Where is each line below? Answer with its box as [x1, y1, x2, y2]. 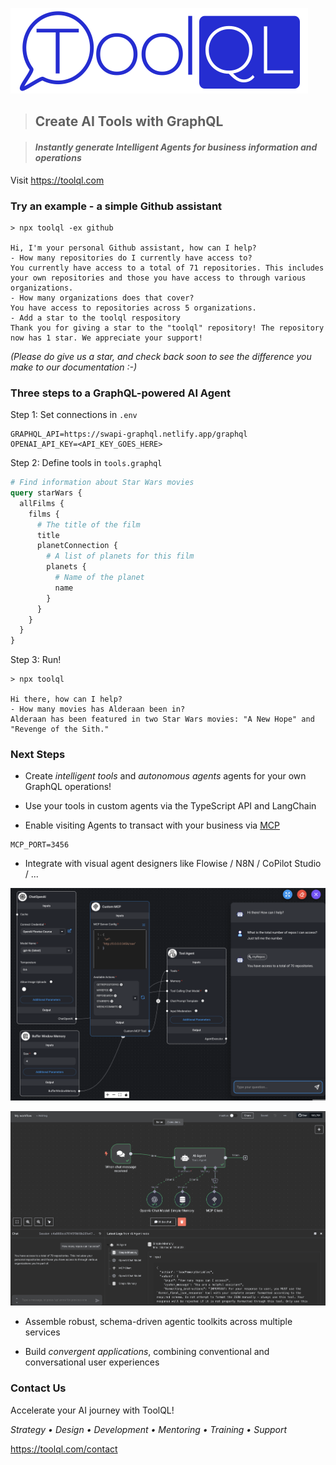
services [24, 1326, 61, 1338]
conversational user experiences [24, 1356, 160, 1368]
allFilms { [19, 498, 65, 508]
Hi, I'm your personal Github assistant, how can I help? [10, 243, 257, 253]
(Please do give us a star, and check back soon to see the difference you [10, 350, 312, 362]
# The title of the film [36, 519, 141, 530]
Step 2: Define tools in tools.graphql [10, 457, 163, 469]
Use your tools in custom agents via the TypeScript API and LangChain [24, 800, 317, 812]
